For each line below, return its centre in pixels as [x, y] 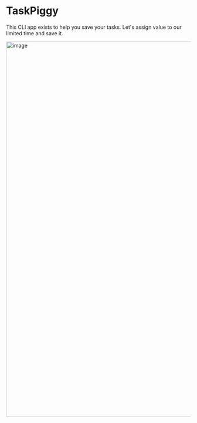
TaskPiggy [32, 11]
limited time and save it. [35, 33]
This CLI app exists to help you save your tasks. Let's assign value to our [94, 27]
